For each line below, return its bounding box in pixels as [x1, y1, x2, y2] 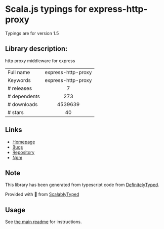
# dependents [7, 93, 41, 100]
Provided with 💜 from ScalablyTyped [5, 191, 80, 197]
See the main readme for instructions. [5, 219, 82, 225]
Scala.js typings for [5, 3, 87, 15]
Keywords [7, 76, 31, 83]
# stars [7, 109, 24, 115]
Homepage [12, 139, 36, 145]
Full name [7, 69, 31, 76]
